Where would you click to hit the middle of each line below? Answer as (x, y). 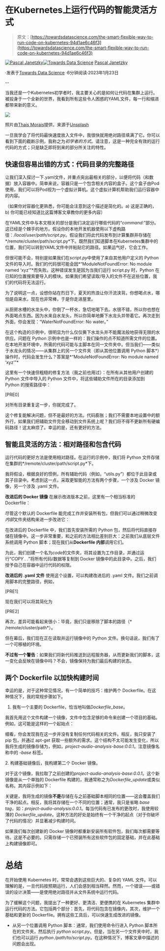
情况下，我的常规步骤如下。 (37, 697)
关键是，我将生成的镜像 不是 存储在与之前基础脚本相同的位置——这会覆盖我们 (82, 796)
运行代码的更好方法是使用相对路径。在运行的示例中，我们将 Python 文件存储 (82, 457)
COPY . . (20, 558)
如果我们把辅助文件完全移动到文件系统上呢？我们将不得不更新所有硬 (87, 421)
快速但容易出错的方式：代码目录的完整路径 (69, 165)
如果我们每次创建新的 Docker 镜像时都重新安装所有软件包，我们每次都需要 (80, 831)
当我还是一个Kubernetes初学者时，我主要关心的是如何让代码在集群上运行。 (81, 92)
